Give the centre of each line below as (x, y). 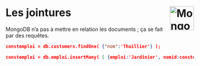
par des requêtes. (27, 35)
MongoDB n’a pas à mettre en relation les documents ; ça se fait (84, 29)
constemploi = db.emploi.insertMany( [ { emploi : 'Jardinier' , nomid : (93, 57)
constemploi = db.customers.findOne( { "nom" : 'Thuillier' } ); (83, 46)
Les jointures (39, 13)
